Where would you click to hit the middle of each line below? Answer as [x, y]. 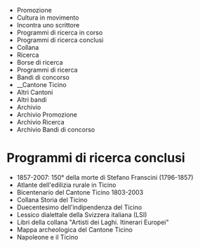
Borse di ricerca [40, 62]
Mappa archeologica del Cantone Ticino [74, 229]
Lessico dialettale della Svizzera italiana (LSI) [82, 214]
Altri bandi [32, 100]
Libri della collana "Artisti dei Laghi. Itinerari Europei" [93, 222]
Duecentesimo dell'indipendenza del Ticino [79, 207]
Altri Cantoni [35, 92]
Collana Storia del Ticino [52, 200]
